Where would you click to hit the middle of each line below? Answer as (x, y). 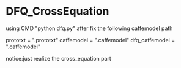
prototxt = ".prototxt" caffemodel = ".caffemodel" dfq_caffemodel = (90, 40)
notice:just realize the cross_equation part (58, 58)
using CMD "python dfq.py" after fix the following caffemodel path (89, 28)
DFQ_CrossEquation (57, 11)
